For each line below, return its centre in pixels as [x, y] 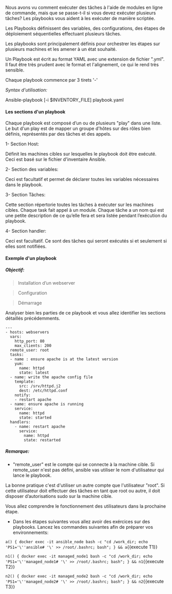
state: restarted [42, 440]
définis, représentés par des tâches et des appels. [58, 134]
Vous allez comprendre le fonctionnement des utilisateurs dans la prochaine [85, 506]
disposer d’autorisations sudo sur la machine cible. [59, 496]
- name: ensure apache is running [47, 404]
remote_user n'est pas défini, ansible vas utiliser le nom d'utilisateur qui [88, 470]
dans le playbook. [24, 185]
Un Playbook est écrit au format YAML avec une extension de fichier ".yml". [85, 59]
